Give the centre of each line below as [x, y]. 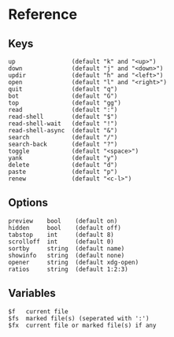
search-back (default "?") [63, 144]
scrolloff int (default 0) [61, 242]
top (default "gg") [65, 103]
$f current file [38, 311]
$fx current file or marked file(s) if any [82, 325]
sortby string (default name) [67, 248]
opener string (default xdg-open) [74, 262]
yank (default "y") [63, 158]
